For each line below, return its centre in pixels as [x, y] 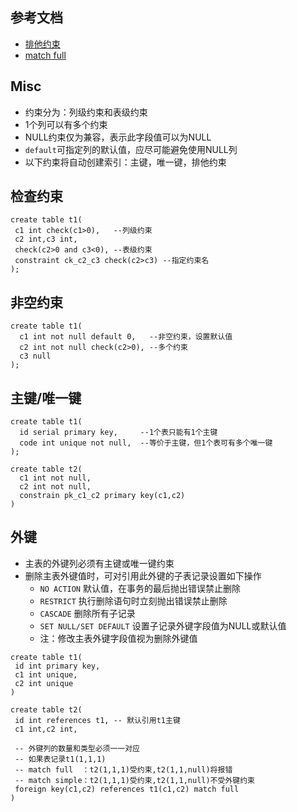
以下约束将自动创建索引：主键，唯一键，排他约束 [125, 162]
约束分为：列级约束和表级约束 [86, 112]
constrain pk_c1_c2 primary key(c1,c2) [102, 496]
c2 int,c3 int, [46, 239]
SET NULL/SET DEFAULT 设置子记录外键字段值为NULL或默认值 [163, 625]
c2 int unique [44, 683]
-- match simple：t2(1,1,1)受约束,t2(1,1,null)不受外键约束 [134, 780]
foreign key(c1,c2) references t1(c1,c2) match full [127, 789]
